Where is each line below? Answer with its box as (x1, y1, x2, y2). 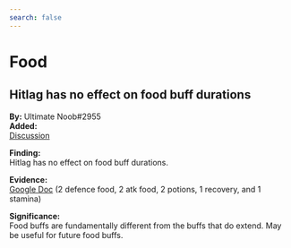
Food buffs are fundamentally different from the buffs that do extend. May (9, 220, 282, 231)
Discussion (9, 130, 50, 141)
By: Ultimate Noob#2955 (9, 111, 101, 122)
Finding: (9, 147, 41, 158)
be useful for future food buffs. (9, 229, 124, 240)
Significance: (9, 210, 61, 221)
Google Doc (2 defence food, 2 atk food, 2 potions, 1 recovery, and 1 (9, 184, 261, 194)
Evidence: (9, 174, 47, 184)
